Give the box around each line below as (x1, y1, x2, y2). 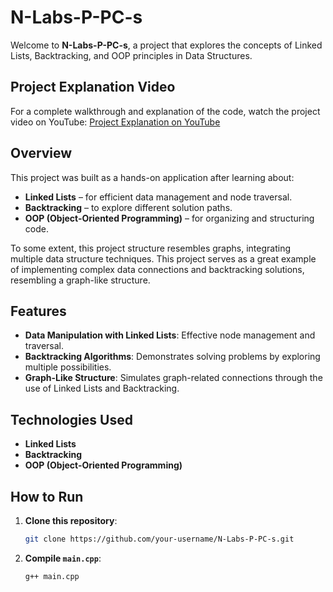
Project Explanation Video (10, 79, 176, 96)
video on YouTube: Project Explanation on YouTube (10, 116, 221, 128)
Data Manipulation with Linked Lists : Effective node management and (24, 329, 316, 341)
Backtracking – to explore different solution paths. (24, 201, 233, 213)
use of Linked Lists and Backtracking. (24, 382, 180, 395)
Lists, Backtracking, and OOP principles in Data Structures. (10, 49, 253, 61)
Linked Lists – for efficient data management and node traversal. (24, 191, 293, 203)
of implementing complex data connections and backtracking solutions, (10, 263, 305, 275)
